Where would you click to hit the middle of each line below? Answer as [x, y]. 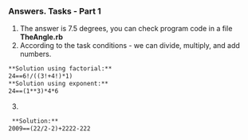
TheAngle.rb [41, 37]
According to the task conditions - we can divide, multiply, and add [130, 46]
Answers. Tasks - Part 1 [55, 11]
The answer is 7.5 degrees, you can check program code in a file [126, 29]
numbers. [35, 54]
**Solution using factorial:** [60, 69]
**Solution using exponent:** [59, 84]
